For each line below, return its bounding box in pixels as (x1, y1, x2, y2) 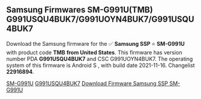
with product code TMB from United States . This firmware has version (6, 48, 182, 56)
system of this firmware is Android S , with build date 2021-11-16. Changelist (6, 62, 195, 69)
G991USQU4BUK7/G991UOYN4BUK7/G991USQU (6, 14, 194, 25)
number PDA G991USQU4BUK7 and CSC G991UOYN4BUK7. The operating (6, 55, 193, 62)
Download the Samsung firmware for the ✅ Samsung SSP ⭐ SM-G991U (6, 40, 185, 47)
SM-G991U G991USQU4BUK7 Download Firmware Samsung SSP (6, 80, 168, 87)
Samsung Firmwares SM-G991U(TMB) (6, 5, 153, 15)
